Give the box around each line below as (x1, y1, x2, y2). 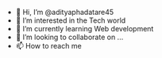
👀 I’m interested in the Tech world (15, 16, 126, 25)
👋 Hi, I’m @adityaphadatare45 (15, 8, 114, 16)
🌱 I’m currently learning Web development (15, 24, 154, 33)
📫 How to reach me (15, 42, 82, 50)
